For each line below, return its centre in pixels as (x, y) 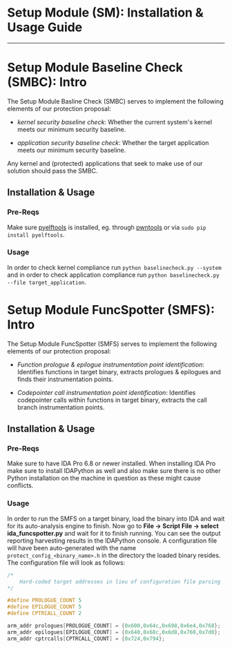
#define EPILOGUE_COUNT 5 (44, 607)
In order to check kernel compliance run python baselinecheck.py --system (115, 267)
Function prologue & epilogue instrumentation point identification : (111, 365)
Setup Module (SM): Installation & (105, 13)
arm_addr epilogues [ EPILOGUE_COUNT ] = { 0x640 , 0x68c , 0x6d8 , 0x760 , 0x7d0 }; (114, 632)
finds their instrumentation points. (65, 379)
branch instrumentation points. (61, 407)
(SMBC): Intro (47, 83)
